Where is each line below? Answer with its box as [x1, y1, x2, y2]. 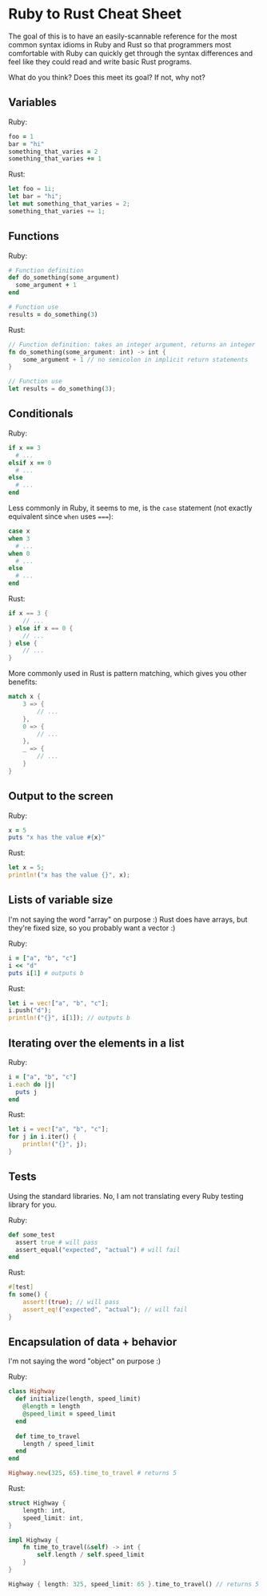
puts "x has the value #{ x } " [8, 833, 106, 842]
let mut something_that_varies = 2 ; [8, 200, 130, 208]
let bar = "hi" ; [8, 192, 62, 201]
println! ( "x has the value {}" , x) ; [8, 871, 130, 879]
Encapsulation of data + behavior [8, 1335, 177, 1349]
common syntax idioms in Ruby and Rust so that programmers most [8, 39, 232, 49]
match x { [8, 693, 42, 701]
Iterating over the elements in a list [8, 1036, 185, 1050]
